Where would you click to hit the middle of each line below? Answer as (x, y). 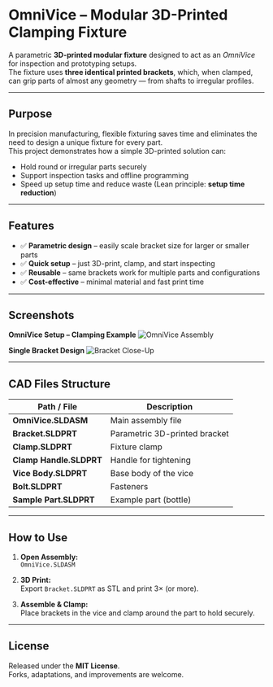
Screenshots (41, 315)
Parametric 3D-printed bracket (169, 434)
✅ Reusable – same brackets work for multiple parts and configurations (140, 272)
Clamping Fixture (68, 32)
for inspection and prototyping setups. (73, 63)
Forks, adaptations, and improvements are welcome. (96, 674)
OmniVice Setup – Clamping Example (72, 335)
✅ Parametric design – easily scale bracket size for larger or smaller (135, 245)
